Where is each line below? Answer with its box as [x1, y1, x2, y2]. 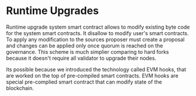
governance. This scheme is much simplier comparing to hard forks [6, 48, 169, 55]
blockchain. [6, 84, 34, 91]
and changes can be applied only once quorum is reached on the [6, 42, 163, 49]
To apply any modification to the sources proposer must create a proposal [6, 36, 185, 43]
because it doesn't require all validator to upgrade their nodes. [6, 54, 157, 61]
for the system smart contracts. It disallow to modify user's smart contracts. [6, 29, 189, 36]
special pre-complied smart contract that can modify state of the [6, 78, 163, 85]
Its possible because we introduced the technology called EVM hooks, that [6, 66, 187, 73]
